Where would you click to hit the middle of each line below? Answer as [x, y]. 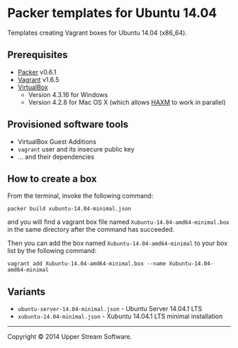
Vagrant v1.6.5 [38, 79]
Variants [27, 292]
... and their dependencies [56, 157]
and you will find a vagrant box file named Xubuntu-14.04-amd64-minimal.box [119, 222]
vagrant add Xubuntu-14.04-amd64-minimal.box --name [87, 264]
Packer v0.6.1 [37, 72]
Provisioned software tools [68, 124]
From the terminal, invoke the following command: [80, 196]
